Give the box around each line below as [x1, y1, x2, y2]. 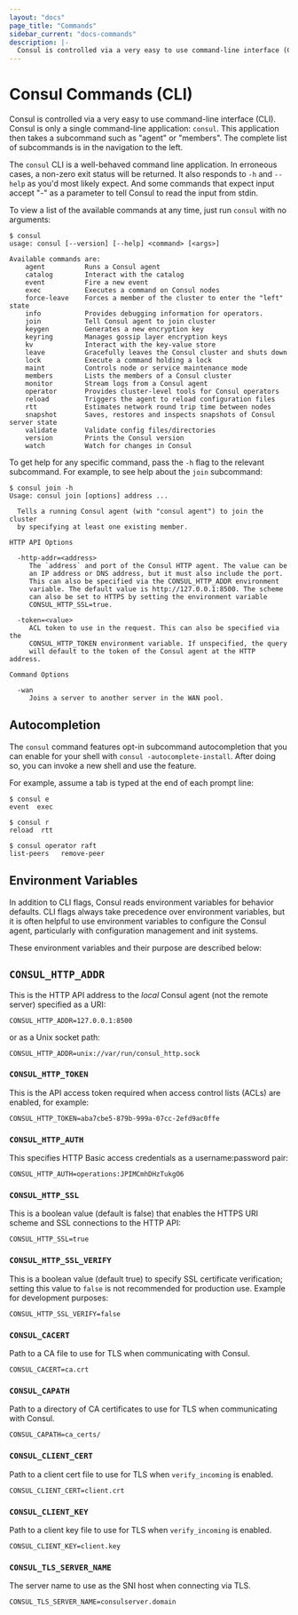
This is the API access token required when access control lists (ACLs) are [9, 1087, 281, 1098]
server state [9, 419, 58, 428]
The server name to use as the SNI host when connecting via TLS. [9, 1580, 251, 1591]
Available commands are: [9, 255, 101, 264]
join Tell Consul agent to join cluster [25, 317, 216, 326]
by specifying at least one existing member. [17, 523, 189, 532]
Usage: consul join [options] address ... [9, 492, 169, 500]
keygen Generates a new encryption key [25, 325, 204, 334]
